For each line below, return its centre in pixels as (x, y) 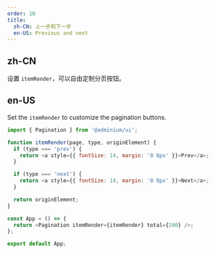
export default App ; (37, 244)
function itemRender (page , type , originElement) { (82, 143)
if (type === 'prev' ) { (48, 149)
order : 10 (21, 13)
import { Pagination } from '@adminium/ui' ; (72, 130)
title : (17, 20)
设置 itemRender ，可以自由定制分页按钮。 (66, 79)
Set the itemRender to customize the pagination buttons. (87, 117)
